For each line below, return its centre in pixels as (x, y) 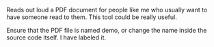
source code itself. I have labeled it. (56, 37)
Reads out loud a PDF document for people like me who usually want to (107, 10)
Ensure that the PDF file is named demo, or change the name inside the (107, 30)
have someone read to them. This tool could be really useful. (92, 17)
